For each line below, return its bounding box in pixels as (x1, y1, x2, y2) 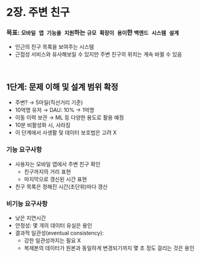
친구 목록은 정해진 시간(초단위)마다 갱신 (14, 183, 108, 190)
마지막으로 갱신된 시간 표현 (23, 175, 87, 182)
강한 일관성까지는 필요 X (23, 237, 81, 244)
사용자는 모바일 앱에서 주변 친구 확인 (14, 160, 101, 167)
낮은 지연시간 (14, 214, 46, 221)
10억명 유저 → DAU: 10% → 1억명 (14, 107, 95, 114)
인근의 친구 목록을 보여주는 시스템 (14, 43, 95, 51)
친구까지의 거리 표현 (23, 168, 71, 175)
